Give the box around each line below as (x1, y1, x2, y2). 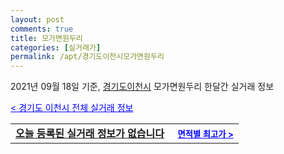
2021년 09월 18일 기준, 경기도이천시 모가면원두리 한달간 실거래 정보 (10, 81, 275, 93)
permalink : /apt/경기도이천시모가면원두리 (10, 52, 165, 62)
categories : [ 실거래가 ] (10, 42, 102, 53)
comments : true (10, 24, 74, 34)
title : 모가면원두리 (10, 33, 83, 43)
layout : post (10, 14, 65, 25)
